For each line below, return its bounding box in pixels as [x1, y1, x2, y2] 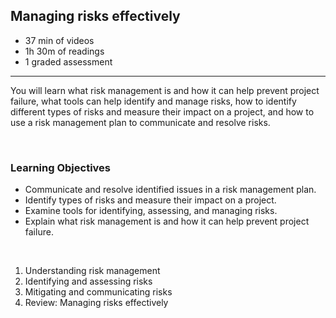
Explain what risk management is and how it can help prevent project [24, 215, 310, 228]
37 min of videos [24, 34, 95, 46]
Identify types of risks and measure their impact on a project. [24, 194, 277, 206]
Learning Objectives [10, 160, 112, 174]
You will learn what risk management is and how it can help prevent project [10, 84, 320, 96]
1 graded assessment [24, 55, 113, 68]
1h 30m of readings [24, 45, 105, 57]
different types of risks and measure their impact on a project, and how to [10, 105, 315, 118]
